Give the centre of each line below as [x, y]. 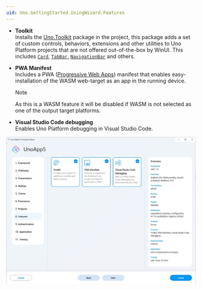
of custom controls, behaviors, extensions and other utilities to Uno [98, 43]
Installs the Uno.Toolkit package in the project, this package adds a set [103, 37]
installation [28, 81]
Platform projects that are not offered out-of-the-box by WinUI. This [99, 50]
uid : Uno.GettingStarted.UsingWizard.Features [66, 13]
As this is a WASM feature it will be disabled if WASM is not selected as [103, 104]
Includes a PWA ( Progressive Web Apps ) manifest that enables [93, 74]
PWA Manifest [33, 68]
